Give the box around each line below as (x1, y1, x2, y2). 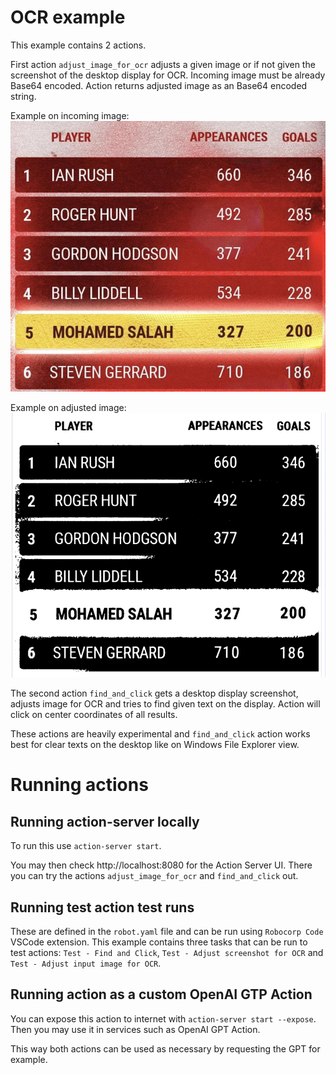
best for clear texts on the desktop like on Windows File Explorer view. (10, 739, 300, 751)
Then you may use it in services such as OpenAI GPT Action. (10, 1023, 261, 1035)
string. (10, 90, 37, 102)
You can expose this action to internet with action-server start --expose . (10, 1012, 317, 1025)
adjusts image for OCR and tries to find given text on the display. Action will (10, 698, 321, 710)
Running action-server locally (10, 813, 200, 830)
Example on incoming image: (10, 109, 130, 121)
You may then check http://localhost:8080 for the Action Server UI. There (10, 859, 313, 871)
